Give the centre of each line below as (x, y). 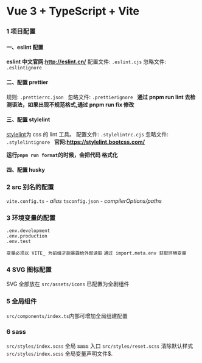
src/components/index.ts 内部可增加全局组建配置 (67, 315)
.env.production (27, 236)
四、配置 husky (26, 170)
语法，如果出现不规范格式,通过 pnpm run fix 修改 (73, 104)
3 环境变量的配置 (31, 217)
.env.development (28, 231)
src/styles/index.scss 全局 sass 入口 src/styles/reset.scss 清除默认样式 (100, 346)
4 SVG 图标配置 (29, 269)
